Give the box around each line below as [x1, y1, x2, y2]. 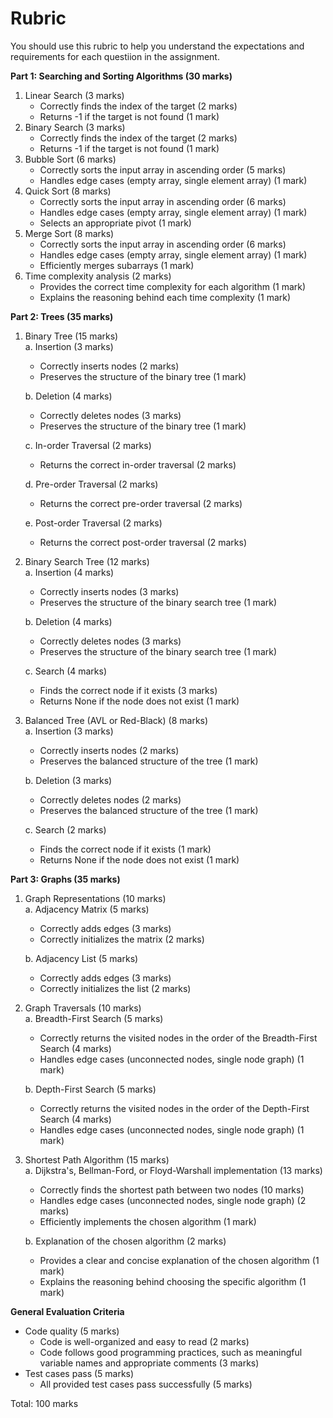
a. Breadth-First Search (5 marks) [24, 1012, 164, 1024]
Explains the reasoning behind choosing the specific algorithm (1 [39, 1275, 307, 1287]
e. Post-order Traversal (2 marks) [24, 517, 163, 529]
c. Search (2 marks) [24, 823, 107, 836]
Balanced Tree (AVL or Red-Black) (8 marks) [24, 714, 209, 726]
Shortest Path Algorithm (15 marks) [24, 1153, 170, 1166]
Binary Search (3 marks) [24, 121, 126, 133]
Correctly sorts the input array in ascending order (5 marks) [39, 163, 287, 176]
